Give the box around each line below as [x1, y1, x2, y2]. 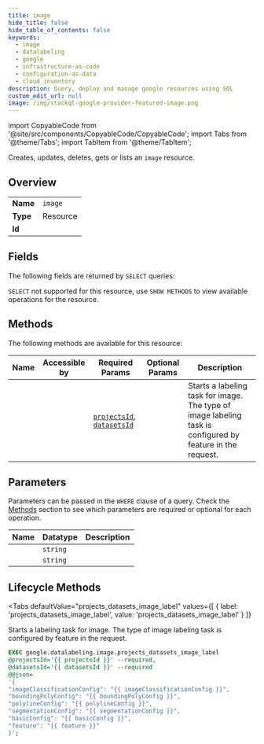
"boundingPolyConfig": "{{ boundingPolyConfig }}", [8, 693, 181, 701]
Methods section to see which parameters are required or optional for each [8, 505, 251, 514]
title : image [8, 11, 51, 20]
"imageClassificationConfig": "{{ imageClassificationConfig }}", [8, 685, 230, 693]
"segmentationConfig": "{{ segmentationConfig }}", [8, 707, 181, 716]
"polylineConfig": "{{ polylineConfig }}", [8, 700, 153, 708]
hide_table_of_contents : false [8, 26, 111, 34]
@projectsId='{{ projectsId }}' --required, [8, 656, 156, 665]
